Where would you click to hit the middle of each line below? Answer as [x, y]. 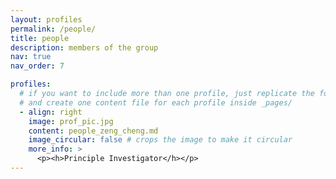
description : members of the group [84, 47]
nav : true [31, 57]
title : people [40, 38]
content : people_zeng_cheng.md [93, 131]
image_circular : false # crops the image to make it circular [160, 140]
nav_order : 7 [37, 66]
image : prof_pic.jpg [71, 121]
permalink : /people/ [53, 29]
